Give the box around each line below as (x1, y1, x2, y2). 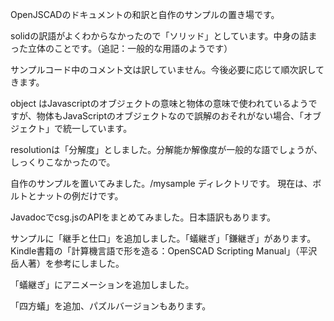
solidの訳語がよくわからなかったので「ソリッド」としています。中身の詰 (10, 30, 309, 42)
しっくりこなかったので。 (10, 156, 116, 168)
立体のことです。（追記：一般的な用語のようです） (27, 43, 233, 54)
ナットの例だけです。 (36, 190, 124, 202)
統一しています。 (62, 123, 133, 134)
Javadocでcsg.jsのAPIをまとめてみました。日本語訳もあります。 (10, 211, 277, 223)
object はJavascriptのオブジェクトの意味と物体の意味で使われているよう (10, 98, 309, 109)
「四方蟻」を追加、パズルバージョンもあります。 (10, 300, 212, 312)
